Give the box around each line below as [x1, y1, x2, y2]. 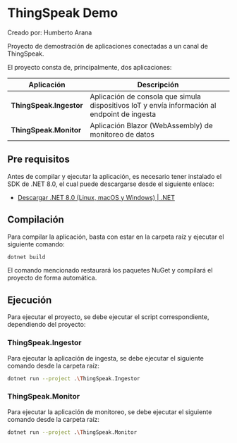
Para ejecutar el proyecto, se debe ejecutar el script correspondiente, [7, 313, 209, 321]
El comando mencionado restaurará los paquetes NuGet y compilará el [7, 266, 213, 275]
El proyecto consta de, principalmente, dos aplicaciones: [7, 63, 172, 71]
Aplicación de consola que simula [90, 92, 201, 101]
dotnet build [7, 254, 46, 261]
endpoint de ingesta [90, 109, 157, 119]
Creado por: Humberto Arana [7, 28, 92, 37]
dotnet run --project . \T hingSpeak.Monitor [7, 428, 138, 436]
